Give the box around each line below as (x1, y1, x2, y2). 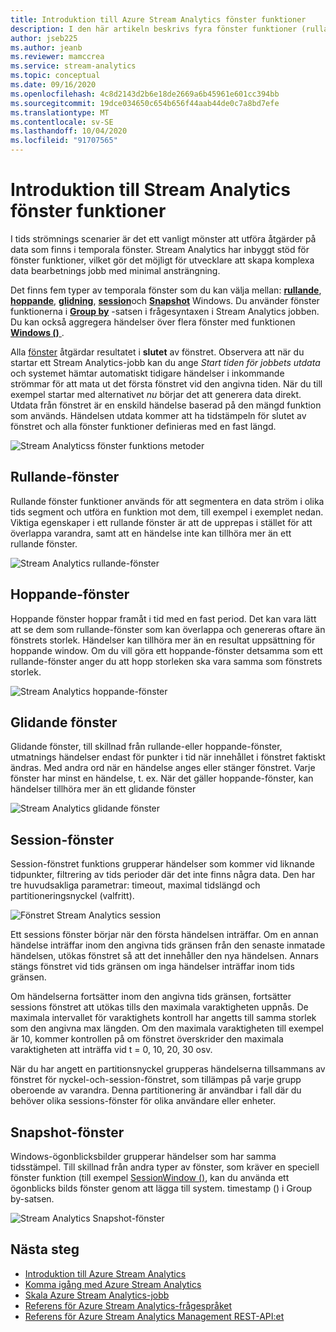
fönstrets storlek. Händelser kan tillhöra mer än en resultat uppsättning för (10, 634, 316, 646)
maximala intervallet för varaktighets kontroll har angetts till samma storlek (10, 1012, 317, 1024)
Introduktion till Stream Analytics (10, 179, 291, 201)
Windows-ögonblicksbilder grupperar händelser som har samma (10, 1151, 277, 1162)
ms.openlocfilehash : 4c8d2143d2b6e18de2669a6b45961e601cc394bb (10, 89, 280, 99)
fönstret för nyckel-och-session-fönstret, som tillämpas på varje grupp (10, 1074, 302, 1086)
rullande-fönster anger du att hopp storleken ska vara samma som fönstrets (10, 655, 323, 667)
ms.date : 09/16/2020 (10, 80, 97, 90)
